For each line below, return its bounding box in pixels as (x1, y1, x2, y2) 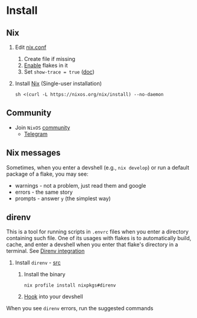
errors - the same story (14, 188, 73, 196)
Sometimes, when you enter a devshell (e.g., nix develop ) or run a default (6, 164, 190, 171)
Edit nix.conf (14, 43, 46, 51)
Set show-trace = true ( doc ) (23, 68, 95, 75)
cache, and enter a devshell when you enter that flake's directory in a (6, 241, 178, 248)
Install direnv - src (14, 259, 61, 266)
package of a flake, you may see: (6, 170, 89, 177)
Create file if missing (23, 56, 75, 62)
